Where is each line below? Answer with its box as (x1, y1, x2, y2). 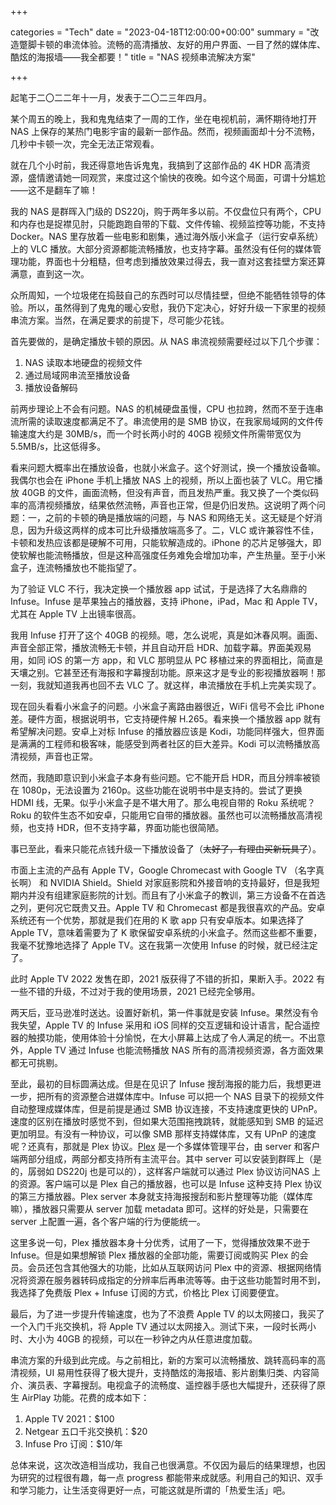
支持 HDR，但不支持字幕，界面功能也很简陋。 (36, 822, 225, 833)
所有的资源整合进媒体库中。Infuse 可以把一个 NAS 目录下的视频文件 (44, 1091, 325, 1102)
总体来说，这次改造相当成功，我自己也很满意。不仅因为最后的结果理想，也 (10, 1459, 317, 1471)
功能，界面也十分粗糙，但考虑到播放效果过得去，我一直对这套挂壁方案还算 (18, 256, 326, 267)
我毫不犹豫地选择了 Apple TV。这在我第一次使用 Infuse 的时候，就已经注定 (10, 939, 318, 951)
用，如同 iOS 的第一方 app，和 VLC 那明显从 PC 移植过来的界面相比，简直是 (10, 654, 324, 666)
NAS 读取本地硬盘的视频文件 (24, 357, 143, 368)
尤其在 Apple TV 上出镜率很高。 (10, 608, 142, 620)
